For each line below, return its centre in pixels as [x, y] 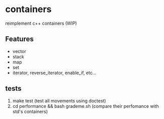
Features [19, 39]
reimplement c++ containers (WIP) [41, 23]
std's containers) [30, 111]
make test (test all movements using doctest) [59, 101]
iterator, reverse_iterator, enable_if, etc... [54, 73]
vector [19, 51]
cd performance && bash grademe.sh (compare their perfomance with [86, 106]
